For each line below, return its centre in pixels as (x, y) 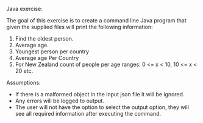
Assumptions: (23, 82)
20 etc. (24, 71)
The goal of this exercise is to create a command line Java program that (97, 20)
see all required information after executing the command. (88, 114)
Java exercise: (24, 9)
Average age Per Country (47, 58)
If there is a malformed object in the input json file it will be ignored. (100, 94)
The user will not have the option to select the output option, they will (102, 107)
